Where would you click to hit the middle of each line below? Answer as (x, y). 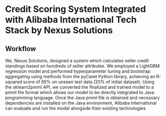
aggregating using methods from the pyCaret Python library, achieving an (80, 76)
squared (14, 82)
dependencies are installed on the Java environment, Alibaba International (81, 103)
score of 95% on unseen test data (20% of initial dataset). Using (89, 82)
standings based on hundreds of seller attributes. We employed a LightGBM (83, 66)
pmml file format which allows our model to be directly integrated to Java (80, 92)
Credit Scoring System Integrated (76, 9)
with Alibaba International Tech (71, 20)
